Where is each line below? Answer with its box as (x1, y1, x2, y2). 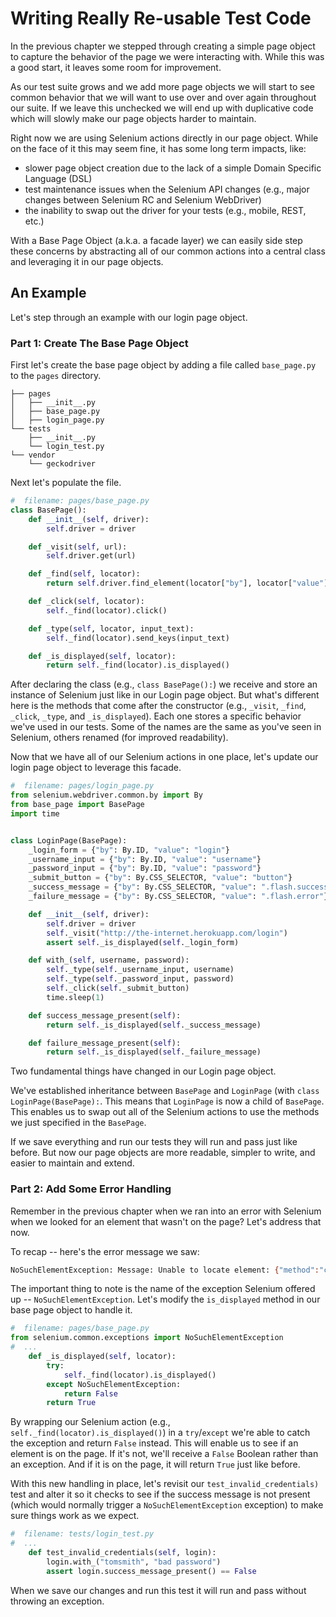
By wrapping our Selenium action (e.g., (10, 1416, 171, 1428)
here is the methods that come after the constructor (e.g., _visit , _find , (10, 700, 307, 712)
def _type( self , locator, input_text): (28, 623, 195, 634)
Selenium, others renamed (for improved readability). (10, 732, 229, 744)
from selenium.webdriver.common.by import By (10, 790, 203, 801)
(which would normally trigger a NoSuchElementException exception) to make (10, 1499, 324, 1511)
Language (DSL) (24, 172, 93, 184)
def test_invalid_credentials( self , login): (28, 1548, 217, 1558)
